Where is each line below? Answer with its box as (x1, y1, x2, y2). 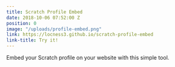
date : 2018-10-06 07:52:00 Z (6, 15, 80, 21)
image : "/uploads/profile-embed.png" (6, 26, 102, 32)
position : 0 (6, 20, 36, 26)
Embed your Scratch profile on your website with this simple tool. (6, 54, 170, 61)
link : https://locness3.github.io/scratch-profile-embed (6, 32, 154, 38)
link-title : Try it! (6, 37, 59, 43)
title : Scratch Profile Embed (6, 9, 83, 15)
